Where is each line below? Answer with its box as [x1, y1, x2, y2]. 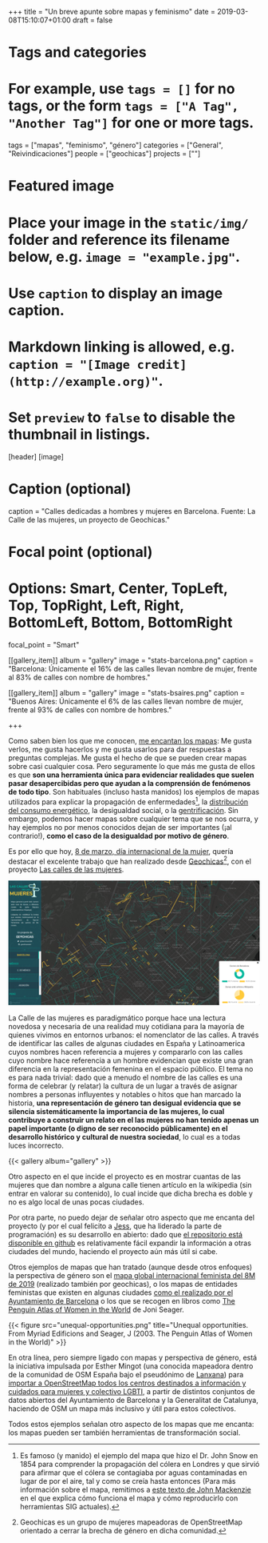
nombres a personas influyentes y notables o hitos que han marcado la [8, 1090, 242, 1100]
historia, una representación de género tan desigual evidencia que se [8, 1098, 242, 1108]
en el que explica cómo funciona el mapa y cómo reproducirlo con [19, 1493, 238, 1503]
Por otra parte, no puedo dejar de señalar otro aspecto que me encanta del [8, 1212, 255, 1223]
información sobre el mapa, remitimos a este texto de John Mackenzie [19, 1485, 251, 1495]
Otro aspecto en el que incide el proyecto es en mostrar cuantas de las [8, 1172, 242, 1181]
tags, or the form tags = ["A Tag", [8, 97, 239, 115]
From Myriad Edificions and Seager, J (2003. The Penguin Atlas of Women [8, 1329, 253, 1339]
